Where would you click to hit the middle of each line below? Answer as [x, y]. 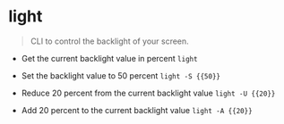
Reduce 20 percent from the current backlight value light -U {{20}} [148, 93]
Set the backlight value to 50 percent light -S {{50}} [121, 75]
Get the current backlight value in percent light [109, 58]
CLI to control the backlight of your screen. [109, 41]
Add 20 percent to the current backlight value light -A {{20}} [137, 110]
